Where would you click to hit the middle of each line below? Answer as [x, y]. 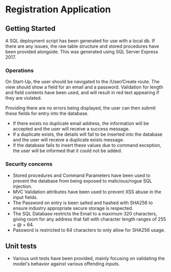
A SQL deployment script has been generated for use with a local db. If [80, 41]
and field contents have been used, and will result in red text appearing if [82, 93]
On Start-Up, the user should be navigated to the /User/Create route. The [82, 82]
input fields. [25, 197]
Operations [20, 70]
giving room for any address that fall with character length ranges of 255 [89, 219]
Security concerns [29, 164]
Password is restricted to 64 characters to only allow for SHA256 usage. [89, 230]
